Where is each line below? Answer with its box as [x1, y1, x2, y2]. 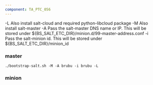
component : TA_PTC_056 [5, 7, 51, 12]
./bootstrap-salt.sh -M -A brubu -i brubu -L [5, 63, 98, 68]
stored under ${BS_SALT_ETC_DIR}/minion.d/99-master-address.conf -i [5, 30, 149, 36]
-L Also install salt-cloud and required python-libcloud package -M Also [5, 20, 149, 26]
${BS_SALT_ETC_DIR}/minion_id [5, 40, 69, 46]
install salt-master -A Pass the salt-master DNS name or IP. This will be [5, 25, 147, 31]
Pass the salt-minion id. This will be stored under [5, 36, 103, 41]
